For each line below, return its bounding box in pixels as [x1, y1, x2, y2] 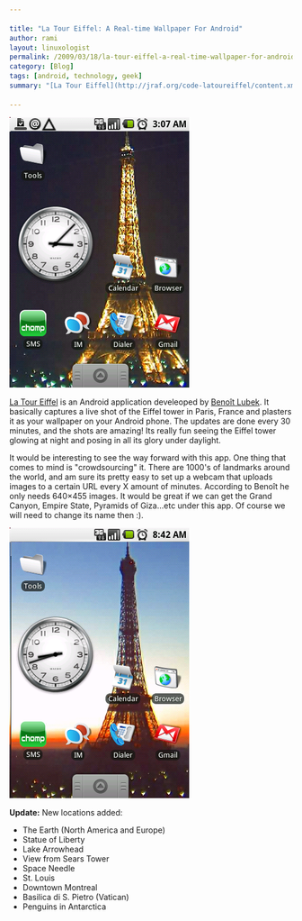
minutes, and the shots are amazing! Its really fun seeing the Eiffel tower [9, 424, 277, 436]
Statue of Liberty [22, 834, 85, 844]
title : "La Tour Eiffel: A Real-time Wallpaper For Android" [9, 23, 244, 33]
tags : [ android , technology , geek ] [9, 72, 143, 81]
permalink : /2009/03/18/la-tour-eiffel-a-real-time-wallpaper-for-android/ [9, 52, 299, 62]
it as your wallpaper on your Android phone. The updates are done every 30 [9, 415, 291, 426]
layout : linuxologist [9, 43, 91, 52]
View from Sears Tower [22, 853, 110, 864]
